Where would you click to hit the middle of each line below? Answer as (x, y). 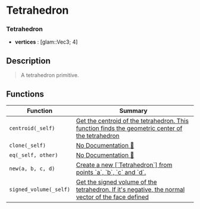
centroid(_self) (32, 128)
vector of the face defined (112, 197)
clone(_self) (28, 146)
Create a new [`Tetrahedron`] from (124, 165)
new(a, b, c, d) (32, 169)
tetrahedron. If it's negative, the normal (130, 190)
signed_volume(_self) (40, 190)
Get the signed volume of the (116, 182)
